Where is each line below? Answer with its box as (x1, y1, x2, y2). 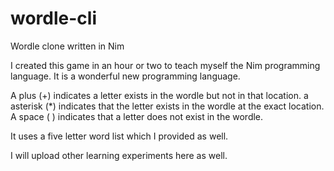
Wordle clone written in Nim (10, 40, 125, 52)
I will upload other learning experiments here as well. (10, 149, 228, 161)
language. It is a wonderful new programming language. (10, 70, 241, 82)
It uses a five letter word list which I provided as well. (10, 130, 229, 142)
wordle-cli (10, 7, 97, 30)
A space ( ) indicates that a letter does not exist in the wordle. (10, 110, 264, 122)
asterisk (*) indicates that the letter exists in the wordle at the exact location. (10, 100, 325, 112)
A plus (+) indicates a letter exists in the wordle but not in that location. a (10, 89, 309, 101)
